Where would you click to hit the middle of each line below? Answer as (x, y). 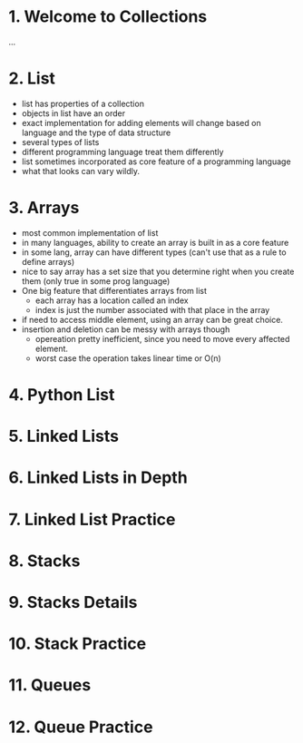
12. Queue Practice (81, 727)
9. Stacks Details (73, 602)
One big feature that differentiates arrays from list (114, 290)
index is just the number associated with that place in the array (152, 309)
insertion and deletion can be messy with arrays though (126, 329)
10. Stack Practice (78, 644)
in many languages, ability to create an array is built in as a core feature (155, 242)
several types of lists (60, 142)
